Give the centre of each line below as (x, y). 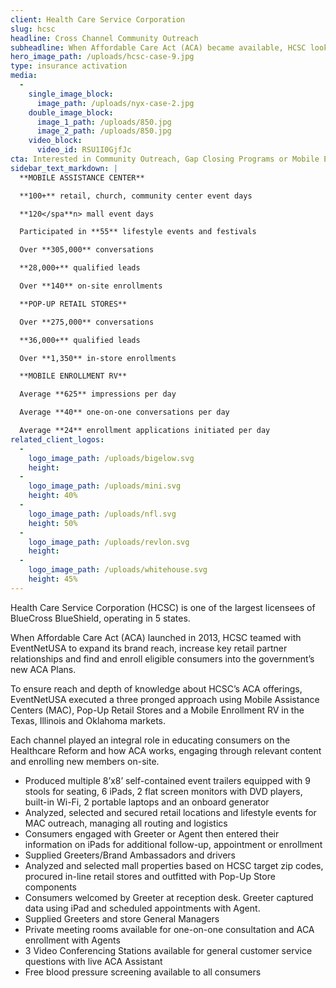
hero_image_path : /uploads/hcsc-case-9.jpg (102, 57)
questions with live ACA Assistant (93, 961)
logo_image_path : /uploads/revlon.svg (109, 542)
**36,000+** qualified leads (80, 340)
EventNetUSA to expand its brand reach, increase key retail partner (149, 648)
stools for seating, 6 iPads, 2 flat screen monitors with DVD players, (163, 791)
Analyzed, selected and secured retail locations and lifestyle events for (170, 812)
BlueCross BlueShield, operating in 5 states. (100, 618)
